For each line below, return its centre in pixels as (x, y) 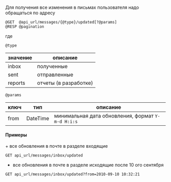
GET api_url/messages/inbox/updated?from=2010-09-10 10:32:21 (73, 174)
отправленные (55, 75)
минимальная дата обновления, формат (104, 116)
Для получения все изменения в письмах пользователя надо (72, 7)
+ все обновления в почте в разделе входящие (56, 146)
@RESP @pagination (25, 27)
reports (17, 83)
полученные (52, 66)
